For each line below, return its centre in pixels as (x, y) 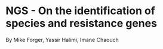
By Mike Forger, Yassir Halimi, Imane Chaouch (62, 40)
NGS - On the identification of (81, 11)
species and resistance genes (81, 23)
